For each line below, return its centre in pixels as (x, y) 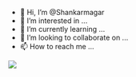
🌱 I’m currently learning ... (62, 29)
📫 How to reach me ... (57, 46)
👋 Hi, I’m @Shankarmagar (62, 12)
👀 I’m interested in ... (54, 21)
